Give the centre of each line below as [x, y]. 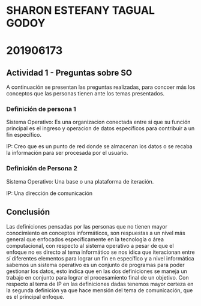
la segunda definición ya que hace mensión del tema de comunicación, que [100, 290]
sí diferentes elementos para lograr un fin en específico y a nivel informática [100, 258]
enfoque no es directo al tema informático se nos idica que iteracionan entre [100, 252]
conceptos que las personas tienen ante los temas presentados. [85, 94]
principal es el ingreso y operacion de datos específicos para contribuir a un [100, 128]
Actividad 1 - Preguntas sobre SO [69, 73]
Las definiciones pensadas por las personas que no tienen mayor [87, 226]
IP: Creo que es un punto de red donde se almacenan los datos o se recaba [100, 146]
